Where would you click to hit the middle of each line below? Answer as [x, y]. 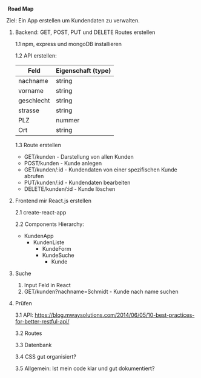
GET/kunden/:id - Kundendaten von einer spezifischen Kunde [100, 170]
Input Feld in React [47, 285]
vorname [31, 91]
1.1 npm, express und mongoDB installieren [68, 44]
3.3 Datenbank [33, 345]
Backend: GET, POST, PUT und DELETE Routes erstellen [85, 32]
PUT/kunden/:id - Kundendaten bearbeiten [77, 182]
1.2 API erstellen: [36, 56]
